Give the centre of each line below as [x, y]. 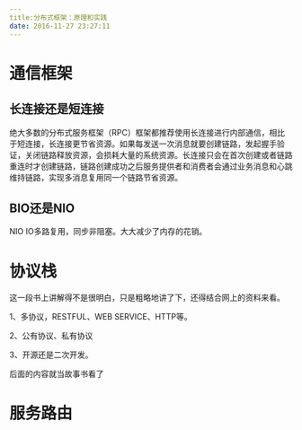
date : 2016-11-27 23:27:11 [60, 26]
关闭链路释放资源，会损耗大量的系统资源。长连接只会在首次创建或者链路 [159, 154]
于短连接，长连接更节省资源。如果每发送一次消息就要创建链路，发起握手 [143, 144]
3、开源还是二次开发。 [51, 355]
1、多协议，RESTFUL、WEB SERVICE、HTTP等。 [101, 317]
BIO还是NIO [42, 208]
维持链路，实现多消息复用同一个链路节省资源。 [96, 177]
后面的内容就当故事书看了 [57, 374]
